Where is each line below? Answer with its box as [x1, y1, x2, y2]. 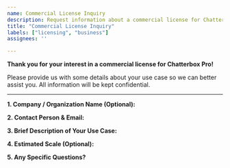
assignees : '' [7, 36, 48, 42]
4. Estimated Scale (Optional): [7, 140, 94, 148]
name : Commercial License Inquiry [7, 10, 106, 17]
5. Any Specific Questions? [7, 153, 86, 161]
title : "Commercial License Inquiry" [7, 23, 115, 29]
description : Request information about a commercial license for [7, 16, 201, 23]
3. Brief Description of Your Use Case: [7, 127, 118, 135]
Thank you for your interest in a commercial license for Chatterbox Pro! [7, 60, 214, 68]
